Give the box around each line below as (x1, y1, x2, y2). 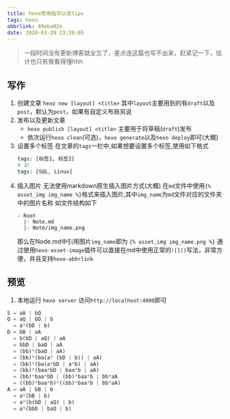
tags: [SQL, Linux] (16, 168, 73, 175)
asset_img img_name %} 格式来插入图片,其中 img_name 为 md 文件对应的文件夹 (16, 190, 222, 198)
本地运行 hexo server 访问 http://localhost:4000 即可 (16, 296, 167, 304)
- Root (16, 212, 36, 219)
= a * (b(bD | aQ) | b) (13, 398, 75, 405)
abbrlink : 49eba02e (7, 23, 63, 29)
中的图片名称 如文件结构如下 (16, 198, 97, 206)
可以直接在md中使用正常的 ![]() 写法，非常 (96, 246, 217, 254)
